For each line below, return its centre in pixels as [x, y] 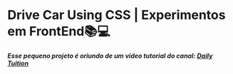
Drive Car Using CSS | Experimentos [116, 15]
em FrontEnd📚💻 [59, 31]
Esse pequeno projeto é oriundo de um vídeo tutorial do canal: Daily [110, 56]
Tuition [18, 63]
